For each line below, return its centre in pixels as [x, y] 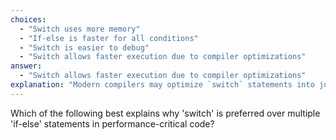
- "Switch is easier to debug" [84, 47]
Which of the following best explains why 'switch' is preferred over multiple [165, 113]
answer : [26, 66]
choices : [28, 19]
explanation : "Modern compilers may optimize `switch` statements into [162, 85]
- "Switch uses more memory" [80, 29]
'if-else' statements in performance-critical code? [112, 123]
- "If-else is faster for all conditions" [109, 38]
